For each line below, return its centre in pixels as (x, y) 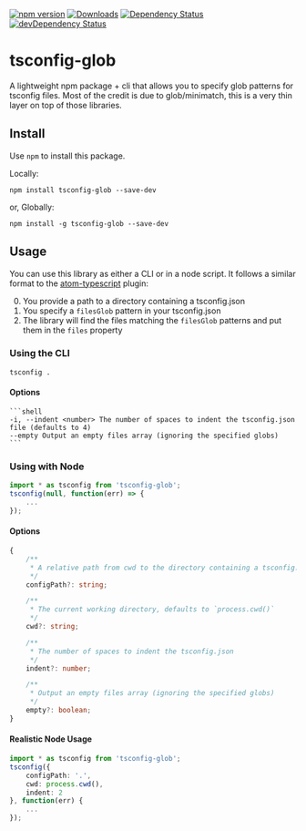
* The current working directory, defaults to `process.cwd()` (152, 610)
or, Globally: (32, 207)
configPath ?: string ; (66, 585)
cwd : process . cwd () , (65, 784)
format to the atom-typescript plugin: (79, 283)
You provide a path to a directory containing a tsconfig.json (134, 301)
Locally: (24, 173)
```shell (26, 412)
